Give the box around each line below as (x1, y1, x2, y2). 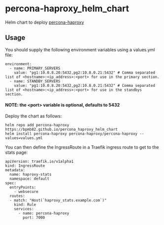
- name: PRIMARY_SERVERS (9, 66, 61, 71)
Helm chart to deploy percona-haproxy (5, 19, 84, 25)
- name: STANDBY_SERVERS (9, 78, 61, 84)
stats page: (5, 149, 28, 155)
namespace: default (9, 176, 50, 181)
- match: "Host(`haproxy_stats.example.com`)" (9, 198, 107, 203)
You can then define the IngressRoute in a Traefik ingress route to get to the (5, 144, 159, 150)
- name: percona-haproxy (18, 211, 69, 216)
